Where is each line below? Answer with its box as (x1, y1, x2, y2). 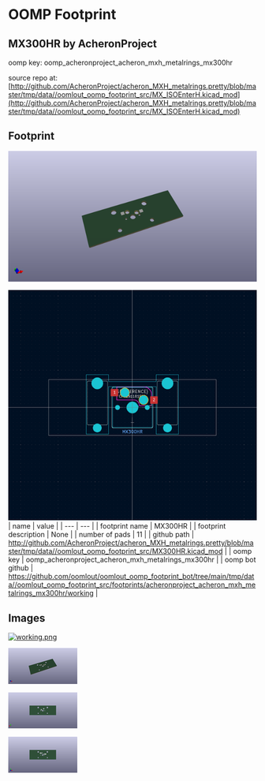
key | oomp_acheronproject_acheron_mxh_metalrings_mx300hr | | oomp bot (8, 555, 256, 565)
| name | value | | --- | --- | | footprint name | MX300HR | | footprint (8, 521, 226, 531)
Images (8, 611, 46, 625)
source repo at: (8, 73, 58, 82)
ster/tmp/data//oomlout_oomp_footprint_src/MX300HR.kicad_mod (8, 547, 223, 556)
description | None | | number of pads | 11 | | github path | (8, 530, 195, 540)
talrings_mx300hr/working (8, 589, 95, 598)
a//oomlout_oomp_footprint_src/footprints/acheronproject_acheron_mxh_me (8, 580, 256, 589)
